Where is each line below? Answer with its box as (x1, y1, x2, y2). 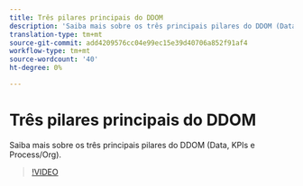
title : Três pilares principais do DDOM (9, 13, 164, 22)
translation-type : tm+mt (9, 30, 103, 39)
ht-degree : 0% (9, 64, 63, 73)
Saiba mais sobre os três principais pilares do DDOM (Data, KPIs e (9, 139, 255, 150)
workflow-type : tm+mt (9, 47, 91, 56)
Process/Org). (9, 149, 61, 160)
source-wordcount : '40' (9, 55, 99, 64)
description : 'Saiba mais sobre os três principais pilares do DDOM (9, 22, 272, 31)
